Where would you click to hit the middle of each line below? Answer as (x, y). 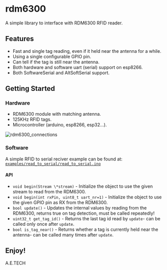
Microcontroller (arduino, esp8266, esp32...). (60, 125)
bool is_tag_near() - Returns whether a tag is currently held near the (85, 229)
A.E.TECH (15, 263)
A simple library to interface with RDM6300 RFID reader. (64, 23)
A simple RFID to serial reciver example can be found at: (64, 159)
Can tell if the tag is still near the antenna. (56, 62)
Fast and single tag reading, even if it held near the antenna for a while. (87, 51)
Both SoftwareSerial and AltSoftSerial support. (61, 73)
